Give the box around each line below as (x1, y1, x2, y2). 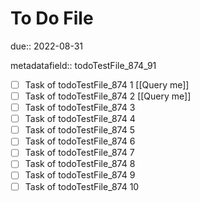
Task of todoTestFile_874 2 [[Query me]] (24, 90, 192, 102)
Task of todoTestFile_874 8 (24, 158, 136, 170)
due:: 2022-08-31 (10, 40, 84, 52)
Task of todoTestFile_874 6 (24, 135, 136, 147)
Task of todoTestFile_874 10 (24, 180, 140, 192)
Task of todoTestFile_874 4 (24, 113, 136, 125)
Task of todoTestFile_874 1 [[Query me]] (24, 78, 190, 91)
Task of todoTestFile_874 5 (24, 124, 135, 136)
